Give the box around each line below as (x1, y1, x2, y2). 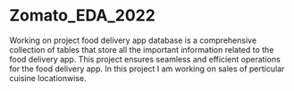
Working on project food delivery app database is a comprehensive (9, 35, 257, 45)
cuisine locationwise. (9, 72, 87, 83)
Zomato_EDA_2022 (9, 5, 156, 26)
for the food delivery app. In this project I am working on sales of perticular (9, 63, 285, 74)
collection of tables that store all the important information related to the (9, 44, 274, 54)
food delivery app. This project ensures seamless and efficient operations (9, 54, 281, 64)
